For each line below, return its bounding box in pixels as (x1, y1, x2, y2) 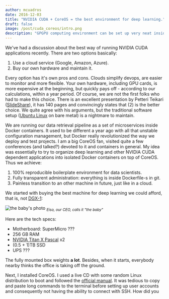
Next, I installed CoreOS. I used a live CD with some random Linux (5, 272, 142, 278)
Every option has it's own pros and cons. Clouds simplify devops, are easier (5, 75, 162, 81)
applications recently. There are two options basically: (5, 50, 117, 56)
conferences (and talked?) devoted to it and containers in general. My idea (5, 144, 160, 149)
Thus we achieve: (5, 160, 42, 165)
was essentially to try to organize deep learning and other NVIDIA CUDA (5, 149, 155, 155)
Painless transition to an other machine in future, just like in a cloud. (12, 180, 153, 186)
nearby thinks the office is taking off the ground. (5, 262, 106, 268)
